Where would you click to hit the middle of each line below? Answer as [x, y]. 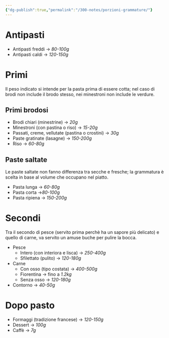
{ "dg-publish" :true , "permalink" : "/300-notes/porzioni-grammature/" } [79, 10]
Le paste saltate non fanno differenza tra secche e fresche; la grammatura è [85, 172]
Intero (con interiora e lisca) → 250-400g [63, 253]
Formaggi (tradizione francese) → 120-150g [58, 320]
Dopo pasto [30, 305]
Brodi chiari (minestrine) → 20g [45, 122]
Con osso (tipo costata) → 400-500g [59, 269]
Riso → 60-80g [28, 144]
